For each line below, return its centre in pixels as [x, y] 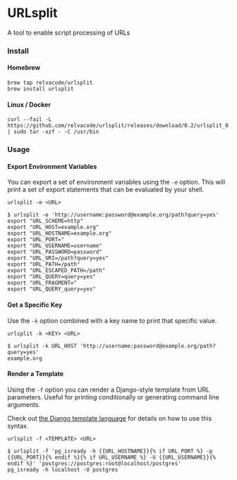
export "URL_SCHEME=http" [45, 221]
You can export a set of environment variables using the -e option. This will [116, 182]
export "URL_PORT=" [36, 240]
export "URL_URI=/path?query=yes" [58, 258]
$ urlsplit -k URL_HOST [42, 346]
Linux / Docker [29, 105]
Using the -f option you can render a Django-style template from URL [109, 390]
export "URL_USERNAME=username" [55, 246]
